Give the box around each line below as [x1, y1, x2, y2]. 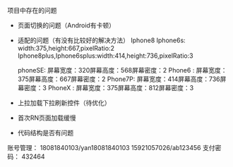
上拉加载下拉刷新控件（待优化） [17, 99, 111, 107]
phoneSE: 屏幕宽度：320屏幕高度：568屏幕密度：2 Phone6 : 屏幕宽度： [17, 66, 227, 74]
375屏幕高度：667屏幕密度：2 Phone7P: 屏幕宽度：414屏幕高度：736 [17, 75, 220, 83]
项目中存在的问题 [7, 6, 57, 14]
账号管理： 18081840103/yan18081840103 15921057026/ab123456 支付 [7, 144, 215, 151]
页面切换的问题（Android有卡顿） [17, 21, 115, 30]
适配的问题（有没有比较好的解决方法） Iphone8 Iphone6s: [17, 36, 186, 44]
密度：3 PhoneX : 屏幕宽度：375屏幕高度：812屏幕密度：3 [23, 84, 194, 92]
